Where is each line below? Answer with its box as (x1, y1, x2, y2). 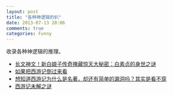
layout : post (6, 8, 39, 15)
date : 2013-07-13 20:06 (6, 20, 66, 26)
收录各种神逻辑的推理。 (6, 48, 64, 55)
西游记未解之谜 (14, 83, 52, 90)
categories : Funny (6, 31, 52, 37)
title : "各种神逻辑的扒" (6, 14, 61, 20)
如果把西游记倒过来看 (14, 68, 67, 75)
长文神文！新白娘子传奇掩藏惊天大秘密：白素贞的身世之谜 (14, 61, 156, 68)
